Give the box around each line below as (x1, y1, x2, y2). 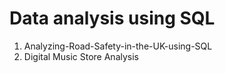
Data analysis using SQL (9, 7, 216, 30)
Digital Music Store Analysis (23, 50, 139, 62)
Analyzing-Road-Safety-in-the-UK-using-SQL (23, 40, 213, 52)
